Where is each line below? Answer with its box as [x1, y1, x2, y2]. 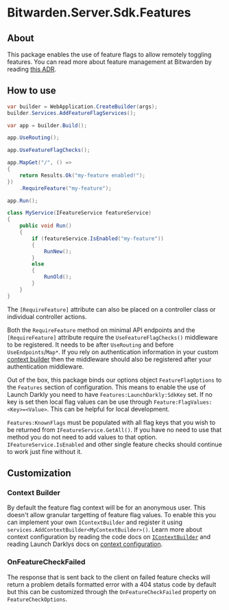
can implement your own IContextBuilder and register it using [7, 518, 183, 527]
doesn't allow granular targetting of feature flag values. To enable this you [7, 511, 216, 519]
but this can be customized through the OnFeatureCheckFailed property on [7, 587, 217, 596]
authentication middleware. [7, 362, 84, 371]
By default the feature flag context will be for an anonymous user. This [7, 503, 206, 512]
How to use [7, 85, 56, 97]
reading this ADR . [7, 65, 57, 73]
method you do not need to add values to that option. [7, 433, 158, 441]
